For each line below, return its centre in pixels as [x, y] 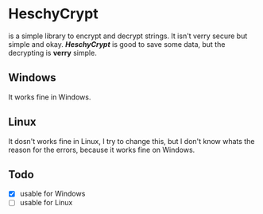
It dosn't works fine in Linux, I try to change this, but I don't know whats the [131, 141]
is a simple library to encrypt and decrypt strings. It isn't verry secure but [128, 36]
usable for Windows [52, 194]
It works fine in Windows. [50, 97]
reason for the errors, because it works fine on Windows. [102, 150]
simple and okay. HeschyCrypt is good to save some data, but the [117, 44]
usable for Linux [46, 203]
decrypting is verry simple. [52, 53]
